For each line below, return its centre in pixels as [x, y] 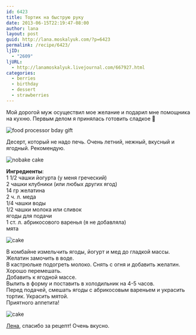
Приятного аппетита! [33, 302]
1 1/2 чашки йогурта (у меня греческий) [57, 178]
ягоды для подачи [29, 215]
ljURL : [14, 62]
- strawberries [30, 95]
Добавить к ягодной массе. [41, 277]
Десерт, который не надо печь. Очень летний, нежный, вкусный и [90, 142]
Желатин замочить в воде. [40, 258]
